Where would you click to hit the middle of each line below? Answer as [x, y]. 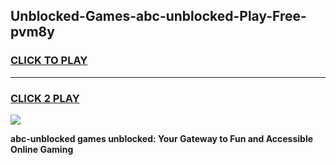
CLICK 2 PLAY [45, 98]
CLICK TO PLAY [49, 61]
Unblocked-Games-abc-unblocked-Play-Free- [158, 16]
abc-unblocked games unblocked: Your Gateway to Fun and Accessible [162, 138]
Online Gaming [42, 149]
